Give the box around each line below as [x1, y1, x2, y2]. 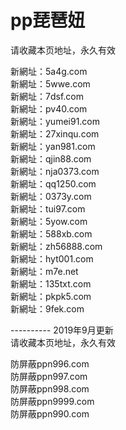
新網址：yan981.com [10, 140, 96, 152]
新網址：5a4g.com [10, 65, 88, 77]
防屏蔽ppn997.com [10, 370, 88, 382]
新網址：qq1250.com [10, 177, 97, 190]
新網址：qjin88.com [10, 152, 92, 165]
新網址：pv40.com [10, 102, 88, 115]
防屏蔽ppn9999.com [10, 395, 95, 407]
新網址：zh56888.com [10, 240, 103, 252]
